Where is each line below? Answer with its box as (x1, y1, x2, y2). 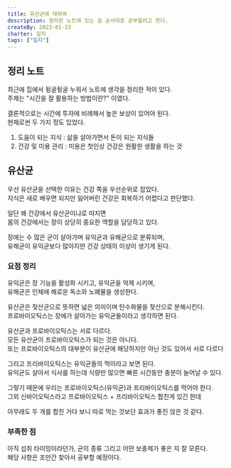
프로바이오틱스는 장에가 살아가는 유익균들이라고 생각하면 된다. (7, 312, 179, 320)
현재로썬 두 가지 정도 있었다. (7, 118, 85, 126)
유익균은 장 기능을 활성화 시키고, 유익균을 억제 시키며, (7, 278, 155, 288)
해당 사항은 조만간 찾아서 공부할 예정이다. (7, 453, 122, 462)
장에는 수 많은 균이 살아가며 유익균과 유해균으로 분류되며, (7, 232, 165, 241)
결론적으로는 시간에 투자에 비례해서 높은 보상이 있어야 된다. (7, 109, 171, 117)
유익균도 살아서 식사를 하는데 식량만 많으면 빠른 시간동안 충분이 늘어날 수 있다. (7, 369, 224, 377)
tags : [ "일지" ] (7, 37, 50, 44)
